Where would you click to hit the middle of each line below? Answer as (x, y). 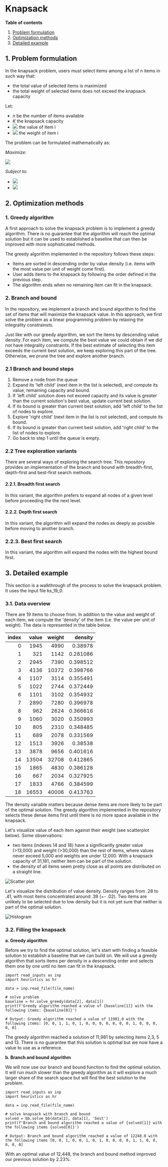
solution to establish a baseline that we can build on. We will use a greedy (81, 955)
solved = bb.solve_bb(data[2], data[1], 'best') (57, 1118)
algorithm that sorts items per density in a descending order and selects (79, 961)
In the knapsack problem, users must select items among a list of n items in (83, 71)
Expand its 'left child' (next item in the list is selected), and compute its (85, 385)
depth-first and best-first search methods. (49, 473)
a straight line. (27, 872)
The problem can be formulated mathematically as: (58, 143)
